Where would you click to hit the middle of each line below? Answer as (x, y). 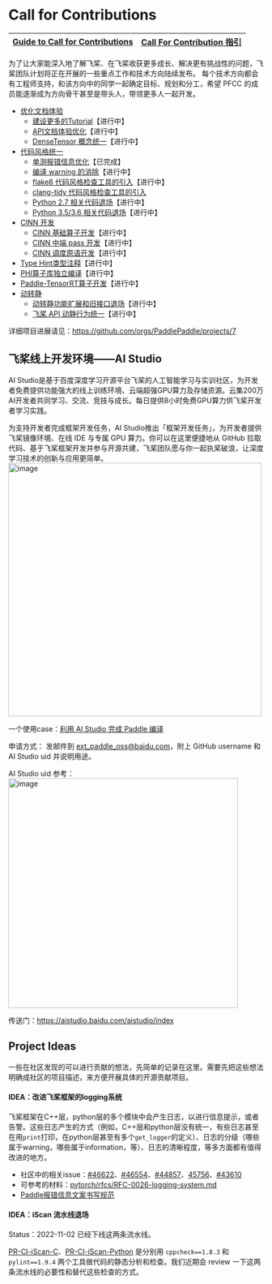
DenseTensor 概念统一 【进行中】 (87, 141)
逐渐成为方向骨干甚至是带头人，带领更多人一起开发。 (111, 93)
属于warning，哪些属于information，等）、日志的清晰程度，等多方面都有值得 (135, 1147)
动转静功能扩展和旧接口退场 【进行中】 (96, 303)
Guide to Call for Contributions (73, 41)
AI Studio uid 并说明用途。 (52, 756)
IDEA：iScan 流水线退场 (49, 1215)
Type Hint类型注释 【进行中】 (68, 263)
